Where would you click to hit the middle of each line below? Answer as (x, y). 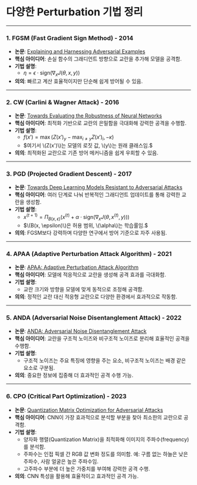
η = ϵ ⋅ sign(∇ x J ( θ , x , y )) (52, 74)
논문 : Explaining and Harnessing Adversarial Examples (80, 52)
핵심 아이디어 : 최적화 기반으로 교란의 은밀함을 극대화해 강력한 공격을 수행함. (100, 123)
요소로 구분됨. (39, 368)
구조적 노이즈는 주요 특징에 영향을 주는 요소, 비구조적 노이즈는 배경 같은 (105, 361)
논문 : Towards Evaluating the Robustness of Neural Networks (88, 116)
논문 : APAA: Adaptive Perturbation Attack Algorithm (77, 267)
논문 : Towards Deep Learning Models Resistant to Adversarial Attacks (98, 187)
